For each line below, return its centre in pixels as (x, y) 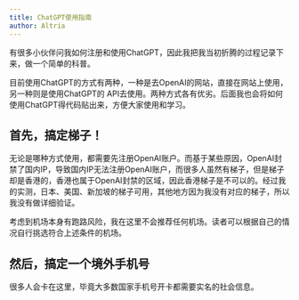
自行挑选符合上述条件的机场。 (71, 233)
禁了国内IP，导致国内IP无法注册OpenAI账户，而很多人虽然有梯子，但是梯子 (147, 169)
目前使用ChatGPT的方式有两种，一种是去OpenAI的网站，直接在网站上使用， (149, 82)
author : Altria (37, 26)
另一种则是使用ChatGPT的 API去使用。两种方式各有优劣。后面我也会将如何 (146, 93)
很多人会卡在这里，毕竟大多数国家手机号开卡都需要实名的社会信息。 (134, 287)
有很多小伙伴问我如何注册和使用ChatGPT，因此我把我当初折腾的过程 (135, 52)
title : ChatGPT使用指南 (50, 17)
